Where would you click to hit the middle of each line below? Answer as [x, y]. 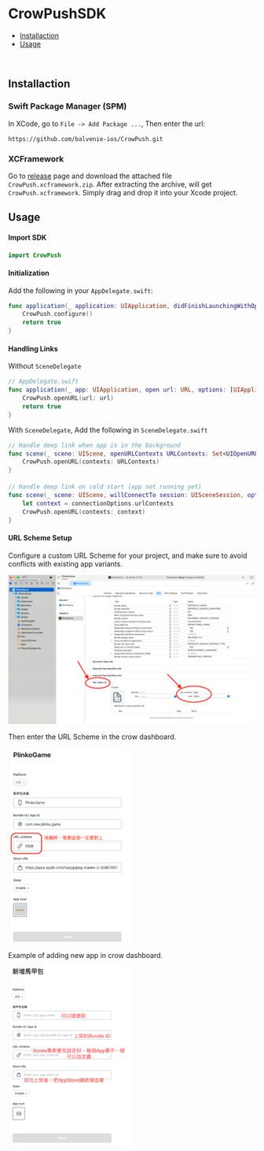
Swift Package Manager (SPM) [68, 106]
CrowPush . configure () [57, 314]
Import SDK [27, 237]
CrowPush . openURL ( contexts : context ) [84, 512]
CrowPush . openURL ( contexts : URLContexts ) [91, 462]
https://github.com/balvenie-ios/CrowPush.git [86, 139]
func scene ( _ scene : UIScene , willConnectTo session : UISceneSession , [126, 495]
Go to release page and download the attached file [90, 176]
